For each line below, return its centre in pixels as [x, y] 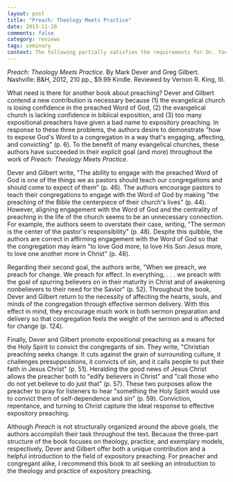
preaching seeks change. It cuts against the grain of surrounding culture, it [114, 354]
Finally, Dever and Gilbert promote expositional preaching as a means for [111, 339]
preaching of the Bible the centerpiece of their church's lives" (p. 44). [107, 202]
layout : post [26, 14]
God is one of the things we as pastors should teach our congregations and [115, 180]
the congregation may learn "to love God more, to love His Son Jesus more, [115, 246]
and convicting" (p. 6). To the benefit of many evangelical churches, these [113, 144]
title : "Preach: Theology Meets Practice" [69, 20]
